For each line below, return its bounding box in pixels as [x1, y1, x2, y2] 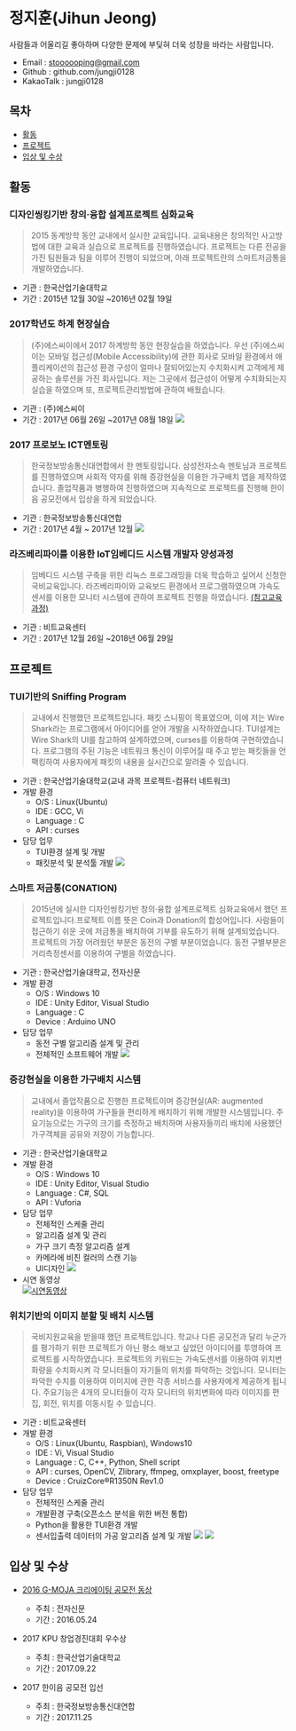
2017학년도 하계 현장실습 [9, 318, 111, 330]
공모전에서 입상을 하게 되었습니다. [40, 494, 157, 504]
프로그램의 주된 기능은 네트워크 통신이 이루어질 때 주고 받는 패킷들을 [43, 746, 277, 756]
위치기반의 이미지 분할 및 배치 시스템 [9, 1309, 154, 1322]
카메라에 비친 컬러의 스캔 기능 [35, 1252, 137, 1262]
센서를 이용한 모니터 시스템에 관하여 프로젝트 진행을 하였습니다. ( [30, 592, 254, 603]
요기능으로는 [30, 1118, 75, 1128]
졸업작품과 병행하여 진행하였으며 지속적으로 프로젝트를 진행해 [57, 483, 269, 494]
